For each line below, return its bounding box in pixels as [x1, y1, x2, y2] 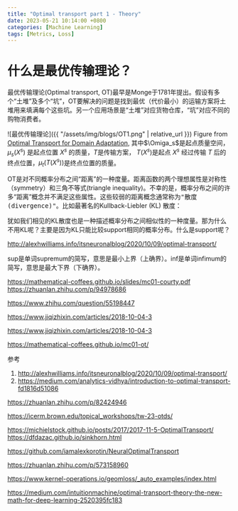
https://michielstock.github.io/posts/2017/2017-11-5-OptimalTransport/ [7, 426, 215, 434]
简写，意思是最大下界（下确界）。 [7, 263, 104, 272]
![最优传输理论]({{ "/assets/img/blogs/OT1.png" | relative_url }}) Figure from [7, 130, 228, 139]
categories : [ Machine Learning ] [7, 23, 103, 31]
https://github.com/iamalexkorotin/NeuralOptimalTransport [7, 447, 180, 455]
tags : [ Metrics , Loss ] [7, 30, 75, 38]
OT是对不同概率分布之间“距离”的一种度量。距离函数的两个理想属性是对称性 [7, 175, 227, 184]
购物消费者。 [7, 115, 45, 123]
